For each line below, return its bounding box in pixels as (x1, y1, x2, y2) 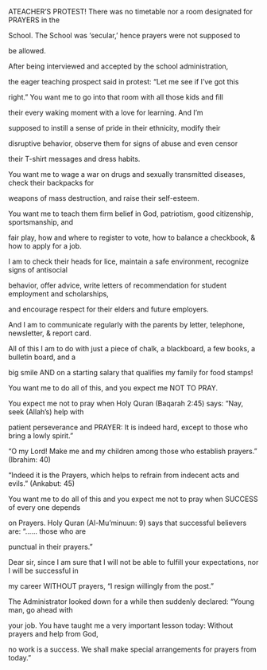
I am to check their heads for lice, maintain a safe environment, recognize (8, 257, 249, 266)
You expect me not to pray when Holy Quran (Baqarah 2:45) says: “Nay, (8, 398, 244, 408)
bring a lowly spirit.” (8, 431, 74, 441)
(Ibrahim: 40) (8, 455, 52, 464)
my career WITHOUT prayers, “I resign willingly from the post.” (8, 582, 215, 590)
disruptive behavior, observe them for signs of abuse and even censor (8, 139, 238, 148)
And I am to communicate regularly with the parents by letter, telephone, (8, 320, 245, 329)
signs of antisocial (8, 265, 68, 274)
